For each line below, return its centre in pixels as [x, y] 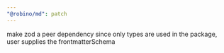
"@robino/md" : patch [37, 14]
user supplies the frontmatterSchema [61, 41]
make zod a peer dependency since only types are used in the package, [112, 34]
